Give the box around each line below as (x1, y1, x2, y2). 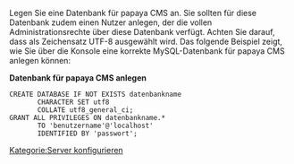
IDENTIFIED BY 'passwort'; (37, 129, 139, 138)
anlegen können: (9, 56, 71, 65)
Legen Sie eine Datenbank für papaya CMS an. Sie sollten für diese (9, 8, 257, 18)
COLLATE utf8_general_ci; (37, 106, 134, 115)
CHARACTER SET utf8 (37, 98, 110, 107)
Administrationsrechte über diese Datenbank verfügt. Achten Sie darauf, (9, 27, 275, 37)
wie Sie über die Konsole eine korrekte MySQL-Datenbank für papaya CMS (9, 46, 285, 56)
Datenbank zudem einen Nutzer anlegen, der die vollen (9, 17, 213, 28)
